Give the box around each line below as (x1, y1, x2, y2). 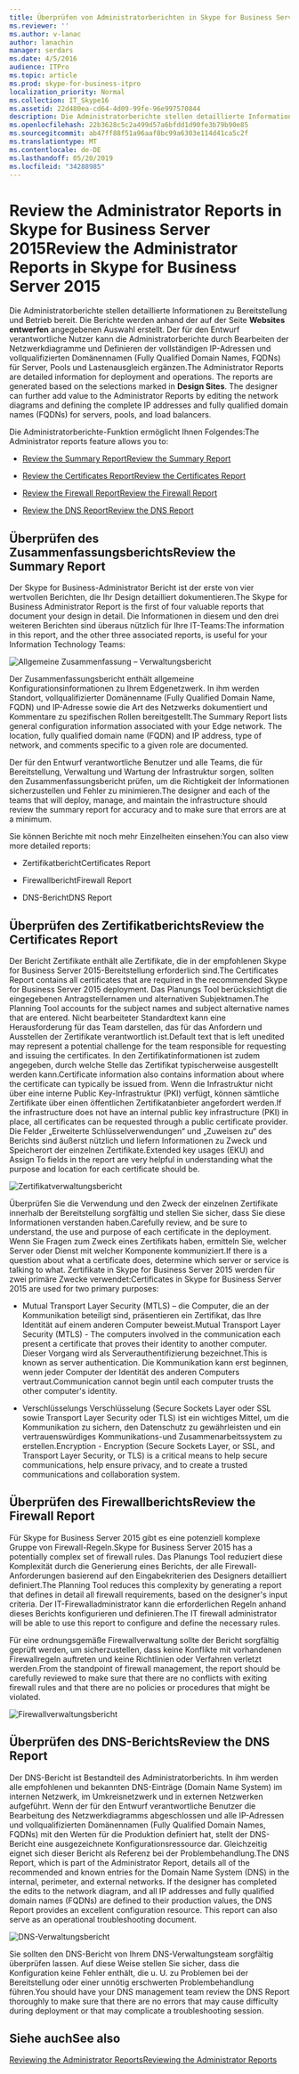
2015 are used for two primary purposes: (9, 1283, 159, 1293)
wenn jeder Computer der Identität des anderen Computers (21, 1366, 240, 1377)
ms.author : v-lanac (9, 29, 82, 38)
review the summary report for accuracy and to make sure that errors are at (9, 805, 287, 815)
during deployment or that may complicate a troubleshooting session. (9, 2005, 264, 2016)
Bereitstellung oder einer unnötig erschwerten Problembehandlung (9, 1977, 255, 1988)
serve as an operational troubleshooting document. (9, 1914, 198, 1924)
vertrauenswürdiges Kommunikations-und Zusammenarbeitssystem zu (21, 1430, 283, 1442)
